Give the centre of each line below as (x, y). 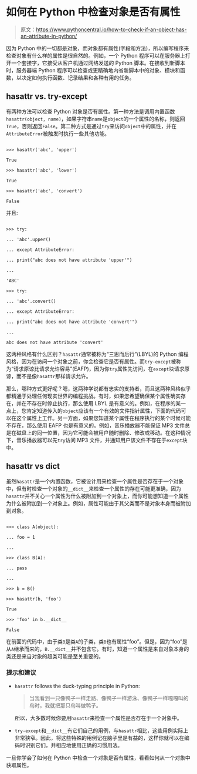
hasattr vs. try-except (47, 97)
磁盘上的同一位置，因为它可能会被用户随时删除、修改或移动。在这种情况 (103, 432)
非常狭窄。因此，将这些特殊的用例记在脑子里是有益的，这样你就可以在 (99, 738)
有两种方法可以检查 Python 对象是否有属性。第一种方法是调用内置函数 (91, 111)
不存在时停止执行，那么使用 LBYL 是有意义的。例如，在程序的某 (103, 403)
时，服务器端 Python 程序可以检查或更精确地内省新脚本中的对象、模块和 (93, 70)
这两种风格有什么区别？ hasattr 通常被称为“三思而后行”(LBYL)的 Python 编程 (97, 354)
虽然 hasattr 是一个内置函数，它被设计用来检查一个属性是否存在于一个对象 (95, 481)
